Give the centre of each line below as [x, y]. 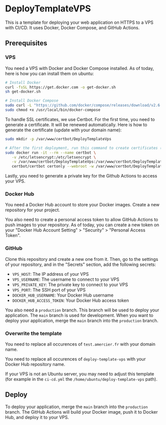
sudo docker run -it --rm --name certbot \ [51, 152]
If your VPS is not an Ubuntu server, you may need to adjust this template [80, 374]
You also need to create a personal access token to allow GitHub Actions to [82, 220]
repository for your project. [33, 210]
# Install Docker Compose [32, 101]
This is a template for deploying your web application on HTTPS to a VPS [79, 22]
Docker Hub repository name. [35, 364]
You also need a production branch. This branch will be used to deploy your [82, 310]
